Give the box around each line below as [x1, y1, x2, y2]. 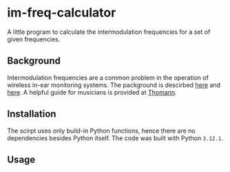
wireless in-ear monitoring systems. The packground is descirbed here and [7, 81, 221, 89]
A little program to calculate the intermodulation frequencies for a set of [7, 28, 211, 36]
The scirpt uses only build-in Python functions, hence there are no [7, 126, 196, 135]
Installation [7, 108, 56, 120]
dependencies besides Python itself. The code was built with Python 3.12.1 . [7, 133, 224, 142]
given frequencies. [7, 35, 61, 43]
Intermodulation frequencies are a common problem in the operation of [7, 73, 209, 82]
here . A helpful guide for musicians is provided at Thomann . [7, 88, 177, 96]
